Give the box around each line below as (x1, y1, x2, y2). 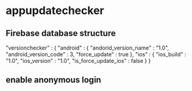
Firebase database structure (5, 28, 116, 38)
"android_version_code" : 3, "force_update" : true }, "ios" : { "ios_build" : (5, 51, 187, 58)
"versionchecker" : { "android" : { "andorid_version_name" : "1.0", (5, 44, 169, 51)
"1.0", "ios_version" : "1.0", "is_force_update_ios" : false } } (5, 57, 151, 64)
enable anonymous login (5, 75, 102, 86)
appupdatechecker (5, 4, 104, 18)
